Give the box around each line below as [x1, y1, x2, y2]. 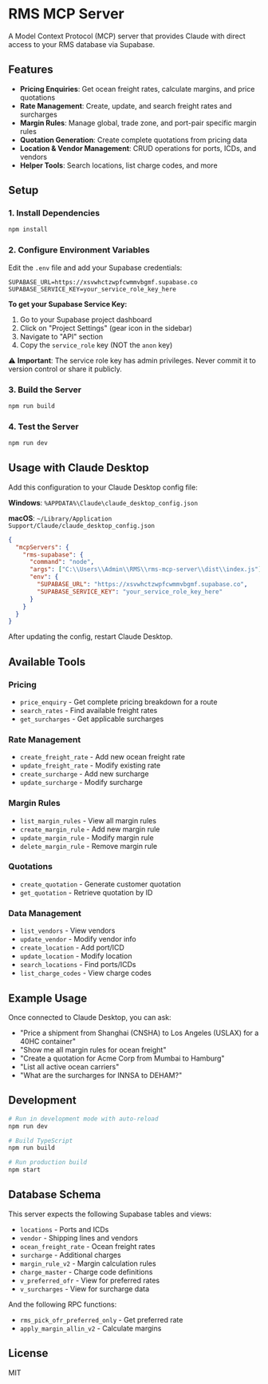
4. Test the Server [8, 421, 79, 432]
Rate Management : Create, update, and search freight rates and [19, 101, 233, 110]
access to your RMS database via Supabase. [8, 39, 156, 49]
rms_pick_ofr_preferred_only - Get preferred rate [19, 1315, 183, 1324]
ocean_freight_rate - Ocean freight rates [19, 1241, 156, 1251]
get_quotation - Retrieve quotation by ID [19, 887, 153, 897]
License [8, 1346, 49, 1360]
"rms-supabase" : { [22, 550, 84, 559]
